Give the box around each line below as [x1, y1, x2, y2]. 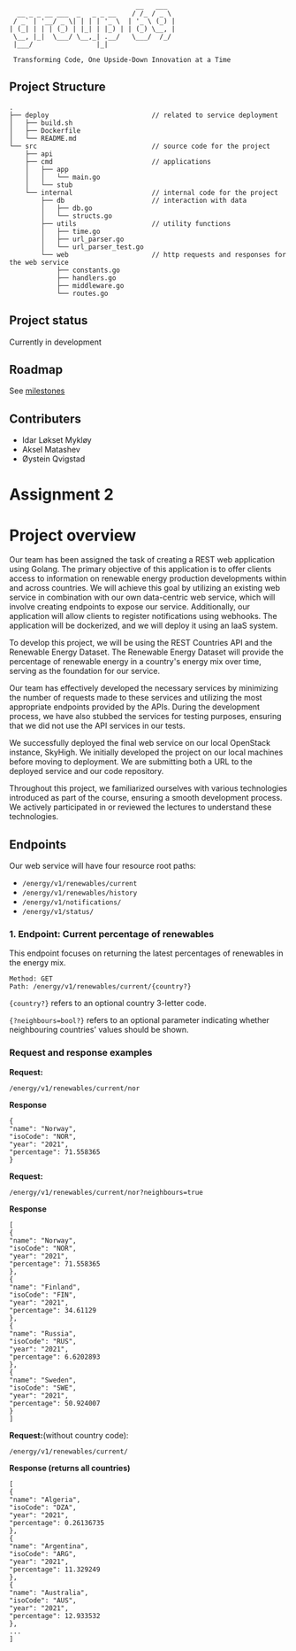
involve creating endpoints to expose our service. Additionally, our [9, 601, 250, 612]
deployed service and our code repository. [9, 766, 164, 777]
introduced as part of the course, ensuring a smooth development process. [9, 793, 283, 803]
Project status [9, 313, 88, 329]
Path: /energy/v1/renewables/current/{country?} [9, 982, 192, 991]
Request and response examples [9, 1047, 153, 1059]
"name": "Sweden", [9, 1376, 77, 1384]
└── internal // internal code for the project [25, 188, 278, 197]
